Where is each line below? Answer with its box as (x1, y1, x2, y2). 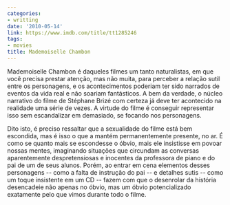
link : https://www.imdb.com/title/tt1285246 (7, 29, 137, 36)
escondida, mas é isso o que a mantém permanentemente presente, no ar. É (7, 131, 224, 140)
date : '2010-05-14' (7, 23, 63, 30)
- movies (7, 42, 32, 49)
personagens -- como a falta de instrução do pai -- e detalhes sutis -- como (7, 168, 224, 176)
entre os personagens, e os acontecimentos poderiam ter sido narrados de (7, 82, 220, 90)
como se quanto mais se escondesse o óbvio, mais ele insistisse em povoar (7, 139, 222, 147)
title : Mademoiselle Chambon (7, 49, 91, 56)
